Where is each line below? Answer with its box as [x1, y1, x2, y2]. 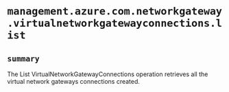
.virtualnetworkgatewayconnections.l [7, 17, 223, 30]
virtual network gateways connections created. [7, 78, 141, 85]
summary [7, 54, 40, 63]
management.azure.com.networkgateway [7, 5, 223, 18]
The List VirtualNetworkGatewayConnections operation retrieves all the [7, 70, 208, 78]
